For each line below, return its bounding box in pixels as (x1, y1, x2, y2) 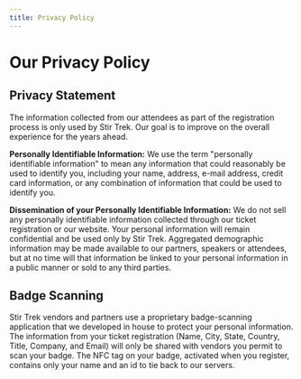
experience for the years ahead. (9, 131, 129, 142)
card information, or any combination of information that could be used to (9, 177, 282, 188)
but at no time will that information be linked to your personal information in (9, 252, 288, 263)
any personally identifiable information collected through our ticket (9, 214, 257, 225)
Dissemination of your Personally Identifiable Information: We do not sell (9, 204, 287, 215)
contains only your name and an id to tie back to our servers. (9, 360, 235, 371)
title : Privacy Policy (9, 13, 95, 23)
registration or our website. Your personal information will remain (9, 223, 251, 235)
